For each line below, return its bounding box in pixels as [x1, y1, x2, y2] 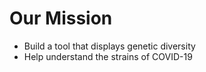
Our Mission [9, 7, 113, 30]
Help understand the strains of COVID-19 [23, 50, 193, 62]
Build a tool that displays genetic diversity [23, 40, 196, 52]
